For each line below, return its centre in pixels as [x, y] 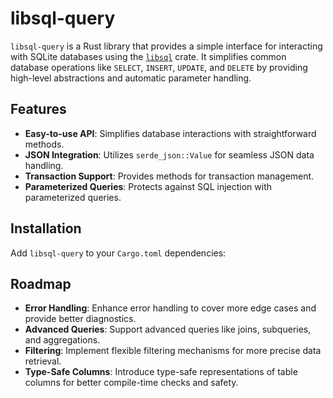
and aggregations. [62, 340]
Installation [46, 228]
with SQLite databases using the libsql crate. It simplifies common [148, 56]
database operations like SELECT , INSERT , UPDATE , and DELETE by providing [159, 67]
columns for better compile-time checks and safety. [131, 383]
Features [38, 109]
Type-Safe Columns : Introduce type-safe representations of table [161, 372]
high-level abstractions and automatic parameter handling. [131, 78]
